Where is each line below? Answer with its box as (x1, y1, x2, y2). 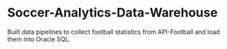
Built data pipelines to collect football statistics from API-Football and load (7, 28, 220, 36)
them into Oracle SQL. (7, 35, 71, 43)
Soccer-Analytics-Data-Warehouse (7, 5, 218, 21)
